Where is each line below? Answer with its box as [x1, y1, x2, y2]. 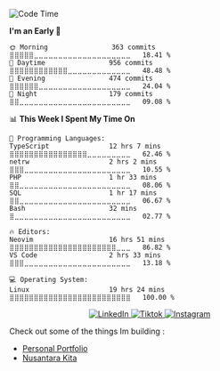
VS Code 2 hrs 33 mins [9, 251, 162, 260]
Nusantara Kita [21, 352, 77, 363]
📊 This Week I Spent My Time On [9, 114, 135, 124]
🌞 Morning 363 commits [9, 43, 156, 52]
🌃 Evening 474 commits [9, 74, 153, 83]
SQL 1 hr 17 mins [9, 189, 158, 198]
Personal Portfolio [21, 343, 88, 353]
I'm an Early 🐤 [9, 26, 61, 36]
